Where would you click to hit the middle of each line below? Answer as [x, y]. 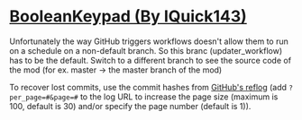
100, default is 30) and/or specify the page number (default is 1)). [130, 106]
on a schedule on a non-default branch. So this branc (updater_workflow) [146, 50]
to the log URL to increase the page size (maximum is [179, 97]
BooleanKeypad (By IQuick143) [128, 17]
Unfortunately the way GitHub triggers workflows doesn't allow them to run [149, 41]
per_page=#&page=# [44, 97]
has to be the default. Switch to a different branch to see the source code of [150, 60]
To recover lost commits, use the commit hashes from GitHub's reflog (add [148, 87]
